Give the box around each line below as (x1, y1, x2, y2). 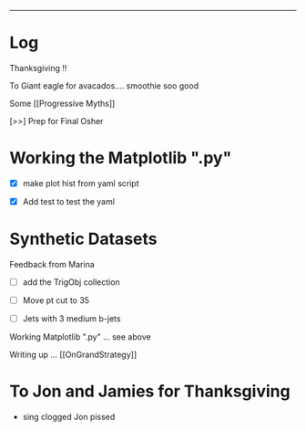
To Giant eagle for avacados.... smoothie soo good (9, 79, 199, 91)
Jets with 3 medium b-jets (22, 313, 121, 324)
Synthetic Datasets (9, 229, 158, 249)
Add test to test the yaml (22, 195, 116, 206)
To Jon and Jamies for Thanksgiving (9, 381, 291, 402)
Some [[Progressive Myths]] (9, 98, 116, 109)
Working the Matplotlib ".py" (9, 148, 232, 169)
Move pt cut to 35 (22, 295, 89, 306)
